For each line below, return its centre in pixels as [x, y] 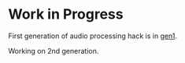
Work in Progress [66, 14]
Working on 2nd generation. [54, 51]
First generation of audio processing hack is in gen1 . [93, 36]
